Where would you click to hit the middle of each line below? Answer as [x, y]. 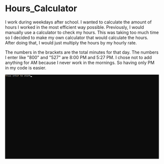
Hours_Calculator [41, 9]
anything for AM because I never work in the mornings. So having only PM [80, 62]
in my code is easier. [26, 68]
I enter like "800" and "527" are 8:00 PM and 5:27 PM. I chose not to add [79, 57]
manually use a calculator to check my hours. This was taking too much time [82, 32]
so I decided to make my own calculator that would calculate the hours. [77, 38]
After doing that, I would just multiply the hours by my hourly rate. [71, 42]
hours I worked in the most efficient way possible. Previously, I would [74, 27]
